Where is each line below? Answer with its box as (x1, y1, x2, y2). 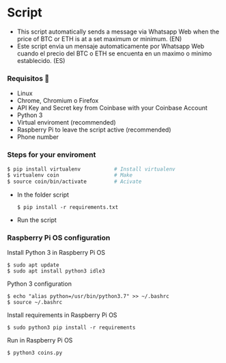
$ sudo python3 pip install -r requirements (7, 324, 136, 331)
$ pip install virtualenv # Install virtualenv (7, 166, 175, 173)
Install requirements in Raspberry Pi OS (7, 311, 117, 319)
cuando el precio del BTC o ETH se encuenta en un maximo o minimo (16, 49, 212, 58)
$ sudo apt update (7, 262, 59, 268)
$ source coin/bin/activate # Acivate (7, 178, 142, 186)
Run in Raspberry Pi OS (7, 336, 73, 345)
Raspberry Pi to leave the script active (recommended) (16, 125, 171, 134)
